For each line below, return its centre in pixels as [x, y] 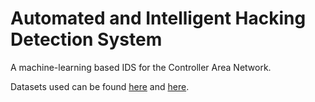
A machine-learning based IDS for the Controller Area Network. [141, 67]
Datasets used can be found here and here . [100, 86]
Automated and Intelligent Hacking [158, 18]
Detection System [86, 39]
